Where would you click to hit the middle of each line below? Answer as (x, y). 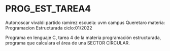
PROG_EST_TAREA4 (48, 9)
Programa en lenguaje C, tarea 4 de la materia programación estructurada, (83, 37)
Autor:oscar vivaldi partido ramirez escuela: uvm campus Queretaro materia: (85, 22)
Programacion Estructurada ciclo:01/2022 (49, 27)
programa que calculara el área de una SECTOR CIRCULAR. (68, 42)
